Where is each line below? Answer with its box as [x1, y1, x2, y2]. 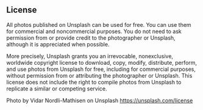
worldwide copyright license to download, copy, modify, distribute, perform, [6, 59, 197, 66]
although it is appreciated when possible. [6, 40, 110, 48]
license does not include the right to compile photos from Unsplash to [6, 78, 182, 86]
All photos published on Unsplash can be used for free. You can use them [6, 21, 191, 28]
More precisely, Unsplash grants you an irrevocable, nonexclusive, [6, 52, 174, 60]
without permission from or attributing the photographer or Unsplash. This [6, 71, 193, 79]
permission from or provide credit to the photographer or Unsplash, [6, 34, 176, 42]
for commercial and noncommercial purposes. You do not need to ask [6, 28, 182, 35]
